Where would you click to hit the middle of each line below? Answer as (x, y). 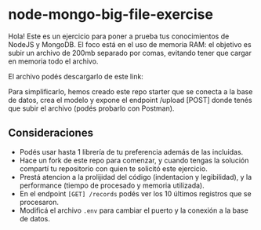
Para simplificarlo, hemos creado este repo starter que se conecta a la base (130, 91)
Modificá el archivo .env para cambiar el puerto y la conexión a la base (134, 210)
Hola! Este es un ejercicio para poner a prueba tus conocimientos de (119, 36)
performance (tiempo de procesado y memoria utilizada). (112, 185)
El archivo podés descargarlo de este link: (76, 76)
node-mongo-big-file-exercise (111, 15)
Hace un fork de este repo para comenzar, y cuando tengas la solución (134, 160)
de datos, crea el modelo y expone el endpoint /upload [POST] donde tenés (130, 100)
